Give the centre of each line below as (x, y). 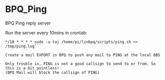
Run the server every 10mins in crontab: (46, 32)
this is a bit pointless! (32, 68)
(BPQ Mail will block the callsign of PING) (52, 72)
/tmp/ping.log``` (23, 46)
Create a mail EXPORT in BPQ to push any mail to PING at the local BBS (83, 55)
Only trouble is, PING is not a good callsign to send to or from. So (80, 63)
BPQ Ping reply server (28, 23)
